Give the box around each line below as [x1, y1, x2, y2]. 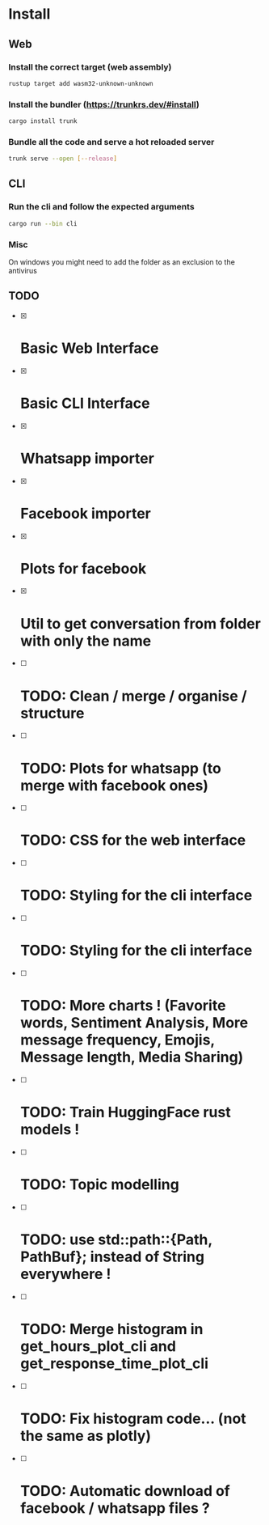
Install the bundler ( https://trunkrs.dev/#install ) [8, 99, 200, 110]
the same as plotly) [19, 1426, 152, 1445]
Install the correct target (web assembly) [8, 61, 172, 73]
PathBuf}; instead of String [19, 1248, 204, 1266]
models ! [19, 1120, 80, 1139]
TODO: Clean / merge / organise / [19, 687, 248, 705]
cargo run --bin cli [8, 219, 78, 227]
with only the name [19, 632, 152, 650]
